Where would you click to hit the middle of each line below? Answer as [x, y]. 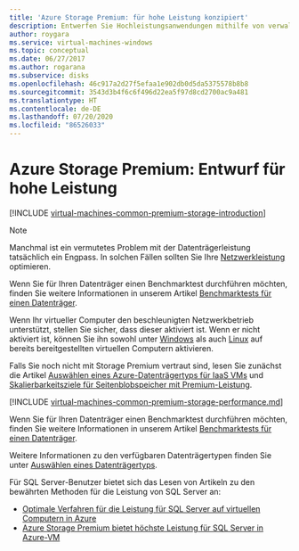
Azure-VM [41, 537]
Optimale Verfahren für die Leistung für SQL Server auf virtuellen [141, 508]
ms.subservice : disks [49, 76]
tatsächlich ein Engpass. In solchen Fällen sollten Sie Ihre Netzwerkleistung [147, 257]
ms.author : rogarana [48, 68]
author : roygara [39, 34]
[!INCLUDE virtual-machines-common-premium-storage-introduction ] [138, 213]
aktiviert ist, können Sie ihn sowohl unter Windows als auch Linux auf [136, 339]
